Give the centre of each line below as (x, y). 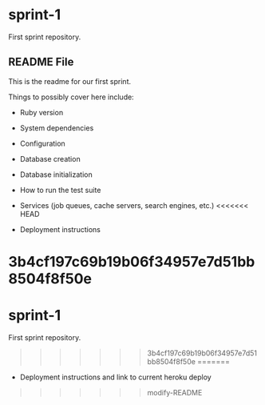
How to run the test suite (60, 190)
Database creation (50, 158)
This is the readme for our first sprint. (70, 81)
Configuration (42, 143)
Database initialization (56, 174)
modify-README (175, 392)
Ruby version (42, 112)
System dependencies (57, 128)
